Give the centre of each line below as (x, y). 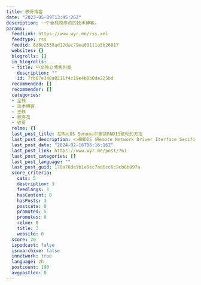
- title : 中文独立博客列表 (42, 67)
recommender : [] (32, 90)
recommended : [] (32, 84)
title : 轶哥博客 (25, 12)
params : (16, 28)
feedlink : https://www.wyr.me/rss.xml (60, 34)
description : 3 (36, 184)
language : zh (28, 262)
